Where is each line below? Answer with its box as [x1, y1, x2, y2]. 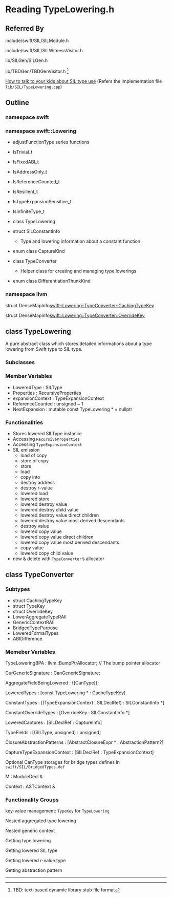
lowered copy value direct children [20, 533, 94, 540]
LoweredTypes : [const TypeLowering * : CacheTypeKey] [5, 690, 126, 696]
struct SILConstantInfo [12, 228, 60, 234]
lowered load [20, 490, 48, 496]
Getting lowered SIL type [5, 847, 58, 853]
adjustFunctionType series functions [12, 139, 90, 145]
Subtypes [5, 586, 30, 593]
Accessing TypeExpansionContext [12, 441, 82, 447]
